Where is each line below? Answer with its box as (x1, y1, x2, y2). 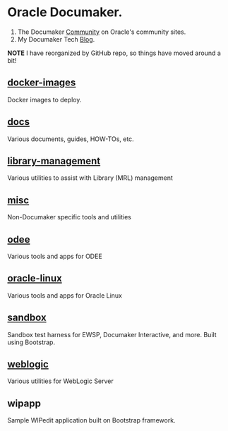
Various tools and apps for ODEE (7, 252, 102, 260)
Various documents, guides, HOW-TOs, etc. (7, 135, 134, 143)
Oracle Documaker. (7, 4, 123, 20)
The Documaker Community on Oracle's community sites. (17, 28, 186, 36)
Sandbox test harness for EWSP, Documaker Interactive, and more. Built (7, 330, 217, 339)
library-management (7, 154, 101, 166)
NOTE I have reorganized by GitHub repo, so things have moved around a (7, 49, 221, 57)
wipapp (7, 397, 41, 409)
